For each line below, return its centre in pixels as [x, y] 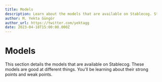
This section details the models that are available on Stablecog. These [75, 64]
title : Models [19, 9]
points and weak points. [29, 74]
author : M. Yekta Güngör [30, 18]
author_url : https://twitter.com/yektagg [47, 23]
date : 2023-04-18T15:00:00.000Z [37, 27]
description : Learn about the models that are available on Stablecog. [78, 14]
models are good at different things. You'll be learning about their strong [77, 70]
